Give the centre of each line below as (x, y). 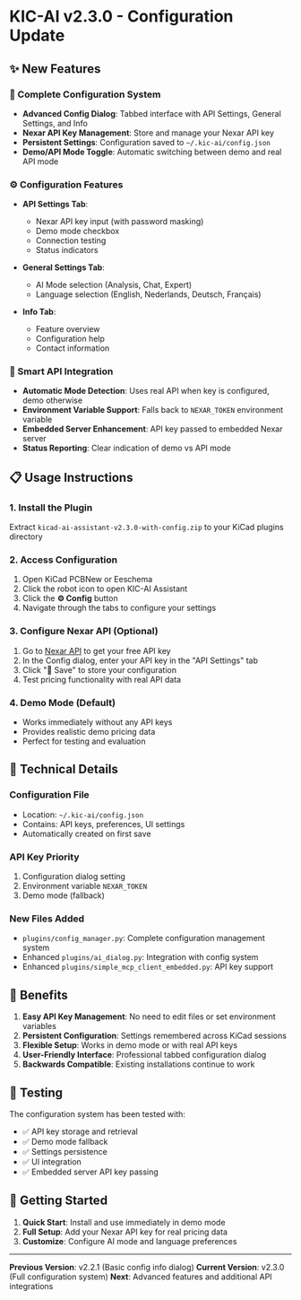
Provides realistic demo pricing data (89, 732)
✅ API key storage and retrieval (80, 1131)
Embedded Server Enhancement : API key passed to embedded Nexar (152, 429)
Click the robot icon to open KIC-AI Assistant (105, 589)
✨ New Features (55, 69)
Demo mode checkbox (77, 231)
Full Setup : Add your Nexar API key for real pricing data (125, 1232)
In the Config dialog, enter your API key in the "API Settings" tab (140, 660)
